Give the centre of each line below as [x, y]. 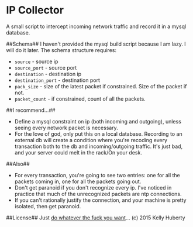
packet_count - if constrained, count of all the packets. [80, 99]
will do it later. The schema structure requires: [61, 50]
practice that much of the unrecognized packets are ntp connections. [98, 194]
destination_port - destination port [57, 80]
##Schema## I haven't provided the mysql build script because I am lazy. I [96, 44]
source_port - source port [46, 67]
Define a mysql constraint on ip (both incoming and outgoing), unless [98, 121]
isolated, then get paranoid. [48, 206]
